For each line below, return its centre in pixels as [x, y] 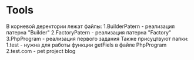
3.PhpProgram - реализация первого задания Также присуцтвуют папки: [98, 38]
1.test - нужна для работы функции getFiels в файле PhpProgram [86, 45]
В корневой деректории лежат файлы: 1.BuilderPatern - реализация [91, 26]
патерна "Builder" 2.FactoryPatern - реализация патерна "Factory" [89, 32]
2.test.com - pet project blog [41, 51]
